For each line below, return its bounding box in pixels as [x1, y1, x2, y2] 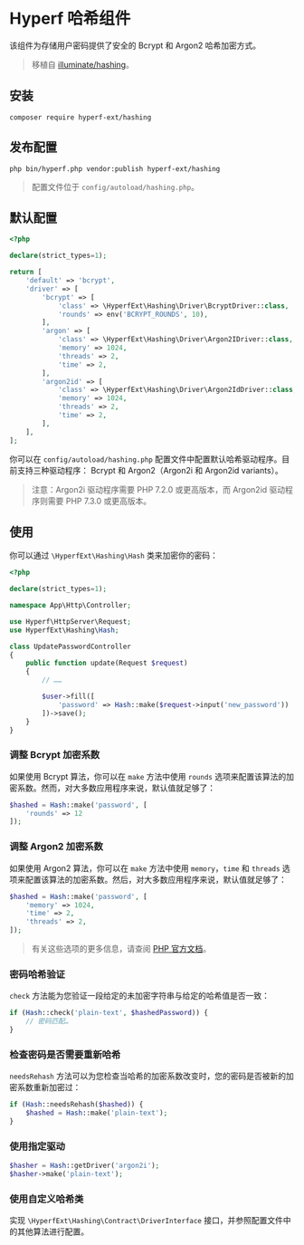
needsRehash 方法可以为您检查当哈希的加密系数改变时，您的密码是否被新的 [9, 1070, 287, 1082]
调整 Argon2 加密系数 [9, 840, 104, 853]
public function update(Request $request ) [25, 658, 188, 668]
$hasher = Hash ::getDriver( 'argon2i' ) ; [9, 1161, 160, 1171]
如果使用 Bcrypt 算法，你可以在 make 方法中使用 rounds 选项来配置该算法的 [9, 771, 287, 781]
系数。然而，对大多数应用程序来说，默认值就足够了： [16, 782, 215, 793]
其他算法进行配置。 [16, 1226, 89, 1237]
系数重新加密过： [16, 1082, 81, 1093]
